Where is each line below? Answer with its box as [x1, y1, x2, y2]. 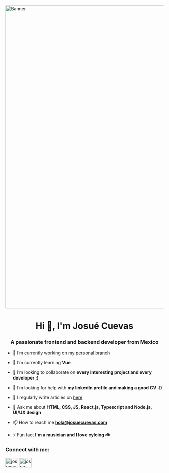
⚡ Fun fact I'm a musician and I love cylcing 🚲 [12, 432, 111, 438]
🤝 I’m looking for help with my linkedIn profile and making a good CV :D [12, 385, 162, 391]
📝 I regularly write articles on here [12, 394, 83, 401]
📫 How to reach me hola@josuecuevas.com [12, 419, 107, 426]
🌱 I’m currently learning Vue [12, 360, 71, 366]
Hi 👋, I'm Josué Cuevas [35, 320, 134, 332]
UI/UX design [12, 409, 41, 416]
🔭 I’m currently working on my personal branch [12, 350, 110, 356]
